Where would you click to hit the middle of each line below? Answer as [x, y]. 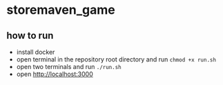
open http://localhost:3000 [55, 74]
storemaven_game [61, 10]
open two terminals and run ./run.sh [69, 67]
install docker [36, 52]
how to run [30, 36]
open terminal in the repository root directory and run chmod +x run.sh [116, 59]
